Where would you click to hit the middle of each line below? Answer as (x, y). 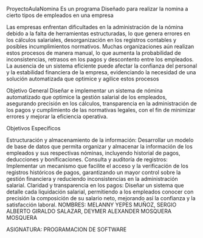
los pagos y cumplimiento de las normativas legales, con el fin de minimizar (101, 110)
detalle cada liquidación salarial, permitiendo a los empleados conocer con (100, 192)
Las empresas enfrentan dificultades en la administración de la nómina (95, 27)
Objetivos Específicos (33, 128)
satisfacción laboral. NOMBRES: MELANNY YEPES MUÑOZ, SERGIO (91, 205)
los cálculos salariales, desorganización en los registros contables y (91, 40)
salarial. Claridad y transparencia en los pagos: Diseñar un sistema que (95, 185)
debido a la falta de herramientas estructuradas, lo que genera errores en (98, 33)
